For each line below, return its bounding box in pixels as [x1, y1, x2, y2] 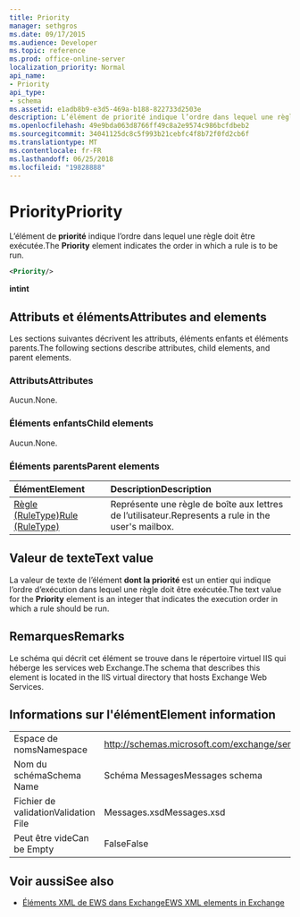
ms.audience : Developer [9, 38, 98, 47]
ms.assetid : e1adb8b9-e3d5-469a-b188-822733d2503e [9, 105, 202, 114]
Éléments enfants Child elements [9, 417, 154, 429]
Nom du [13, 758, 47, 770]
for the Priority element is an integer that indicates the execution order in [9, 593, 279, 604]
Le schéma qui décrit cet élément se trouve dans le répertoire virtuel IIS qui [9, 652, 287, 663]
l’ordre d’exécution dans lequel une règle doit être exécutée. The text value [9, 583, 282, 595]
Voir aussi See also [9, 873, 114, 888]
